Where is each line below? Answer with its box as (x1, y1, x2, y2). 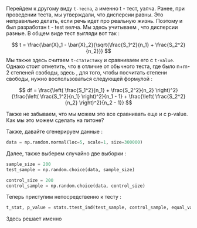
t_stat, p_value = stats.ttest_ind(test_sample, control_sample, (6, 205, 169, 210)
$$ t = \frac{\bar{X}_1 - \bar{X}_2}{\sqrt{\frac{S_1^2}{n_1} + (11, 41, 154, 48)
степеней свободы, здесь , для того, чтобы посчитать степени (11, 69, 167, 76)
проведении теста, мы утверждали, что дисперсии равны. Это (6, 11, 164, 18)
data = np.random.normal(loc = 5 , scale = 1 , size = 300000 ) (6, 139, 143, 145)
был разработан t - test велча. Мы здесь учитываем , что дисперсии (6, 23, 178, 30)
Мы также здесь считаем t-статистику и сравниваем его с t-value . (6, 57, 175, 63)
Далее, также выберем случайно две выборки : (6, 149, 127, 157)
